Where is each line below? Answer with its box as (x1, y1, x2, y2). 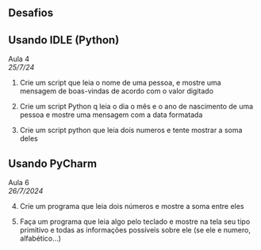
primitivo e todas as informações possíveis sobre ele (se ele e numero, (19, 225, 251, 235)
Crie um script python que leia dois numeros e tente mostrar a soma (19, 126, 243, 135)
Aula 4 (8, 55, 30, 64)
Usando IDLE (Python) (8, 33, 120, 47)
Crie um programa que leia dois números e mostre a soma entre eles (19, 202, 244, 211)
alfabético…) (19, 233, 62, 244)
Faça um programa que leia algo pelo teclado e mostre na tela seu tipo (19, 217, 251, 226)
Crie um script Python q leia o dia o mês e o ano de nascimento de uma (19, 102, 254, 112)
